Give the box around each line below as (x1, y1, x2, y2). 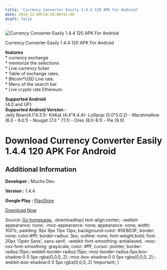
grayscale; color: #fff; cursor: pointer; (48, 244, 126, 250)
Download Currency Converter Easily (5, 135, 163, 146)
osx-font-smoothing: (5, 244, 48, 250)
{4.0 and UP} (5, 102, 32, 108)
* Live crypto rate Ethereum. (5, 87, 63, 93)
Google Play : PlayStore (5, 198, 54, 204)
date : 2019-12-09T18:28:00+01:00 (5, 12, 75, 17)
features (5, 49, 23, 55)
